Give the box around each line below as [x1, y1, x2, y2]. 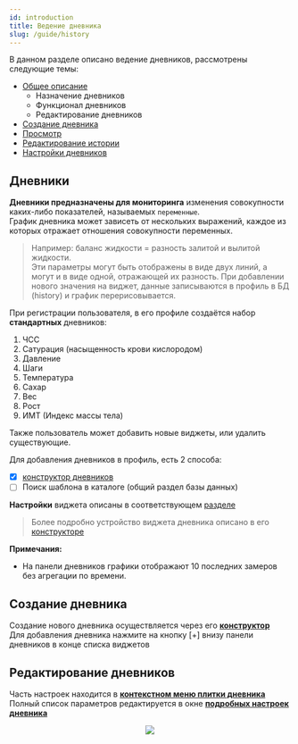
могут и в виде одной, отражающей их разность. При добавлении [30, 272, 285, 282]
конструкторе [30, 526, 85, 537]
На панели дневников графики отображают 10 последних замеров [21, 561, 278, 572]
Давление [21, 354, 61, 364]
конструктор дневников [21, 472, 114, 482]
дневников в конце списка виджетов [9, 640, 150, 650]
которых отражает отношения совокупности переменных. [9, 225, 234, 237]
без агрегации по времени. [21, 571, 127, 581]
